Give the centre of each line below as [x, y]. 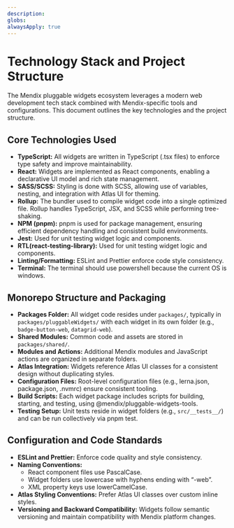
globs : [17, 20]
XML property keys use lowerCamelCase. [88, 487]
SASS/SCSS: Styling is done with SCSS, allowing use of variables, [112, 187]
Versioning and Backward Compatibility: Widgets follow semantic [114, 509]
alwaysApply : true [34, 27]
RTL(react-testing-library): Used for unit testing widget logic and [112, 246]
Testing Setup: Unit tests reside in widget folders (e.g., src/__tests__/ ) [120, 411]
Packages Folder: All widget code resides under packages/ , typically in [119, 314]
